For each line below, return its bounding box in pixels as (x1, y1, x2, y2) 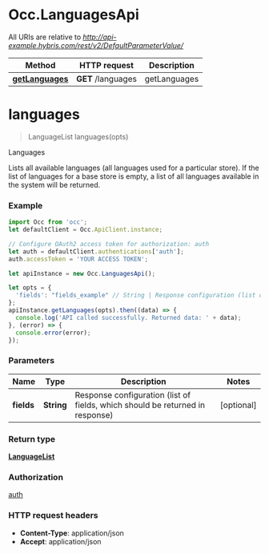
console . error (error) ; (15, 329, 91, 337)
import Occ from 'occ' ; (8, 218, 88, 226)
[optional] (219, 399, 257, 410)
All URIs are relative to (8, 32, 82, 42)
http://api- (82, 32, 117, 42)
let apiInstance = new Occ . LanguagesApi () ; (8, 269, 156, 277)
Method (25, 59, 56, 71)
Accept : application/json (19, 536, 102, 546)
